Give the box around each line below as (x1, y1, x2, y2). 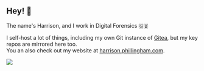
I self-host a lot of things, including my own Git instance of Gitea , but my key (6, 34, 198, 41)
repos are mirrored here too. (6, 40, 77, 48)
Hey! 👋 (6, 6, 32, 16)
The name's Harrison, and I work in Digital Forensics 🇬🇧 (6, 22, 149, 29)
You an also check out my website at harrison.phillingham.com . (6, 46, 165, 54)
